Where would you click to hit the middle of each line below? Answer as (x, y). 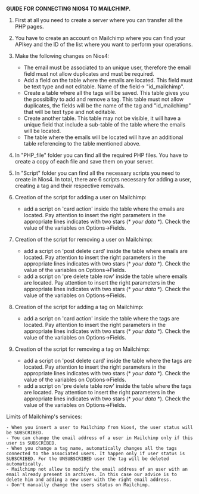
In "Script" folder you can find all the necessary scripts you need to (97, 173)
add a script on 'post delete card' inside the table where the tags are (108, 361)
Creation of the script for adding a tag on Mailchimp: (79, 307)
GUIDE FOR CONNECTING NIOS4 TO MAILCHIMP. (69, 9)
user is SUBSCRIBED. (32, 443)
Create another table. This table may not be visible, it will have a (102, 118)
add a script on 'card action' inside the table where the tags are (102, 318)
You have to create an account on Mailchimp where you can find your (100, 38)
